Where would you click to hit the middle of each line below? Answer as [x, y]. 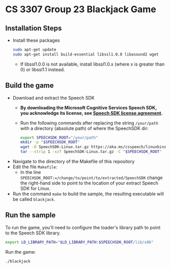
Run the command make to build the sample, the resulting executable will [88, 194]
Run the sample [31, 215]
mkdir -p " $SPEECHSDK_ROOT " [50, 142]
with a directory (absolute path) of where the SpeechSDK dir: [84, 128]
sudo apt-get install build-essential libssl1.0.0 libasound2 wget [85, 54]
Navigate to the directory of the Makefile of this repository [74, 162]
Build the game [30, 86]
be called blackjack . [34, 199]
